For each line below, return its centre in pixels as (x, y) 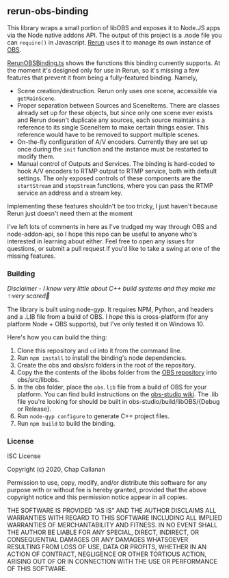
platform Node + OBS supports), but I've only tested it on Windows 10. (106, 324)
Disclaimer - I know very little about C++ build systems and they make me (112, 289)
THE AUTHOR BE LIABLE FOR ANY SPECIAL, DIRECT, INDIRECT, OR (103, 532)
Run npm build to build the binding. (66, 424)
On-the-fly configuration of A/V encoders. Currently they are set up (112, 142)
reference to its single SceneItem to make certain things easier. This (113, 127)
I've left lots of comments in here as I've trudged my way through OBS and (112, 226)
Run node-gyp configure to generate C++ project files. (93, 416)
